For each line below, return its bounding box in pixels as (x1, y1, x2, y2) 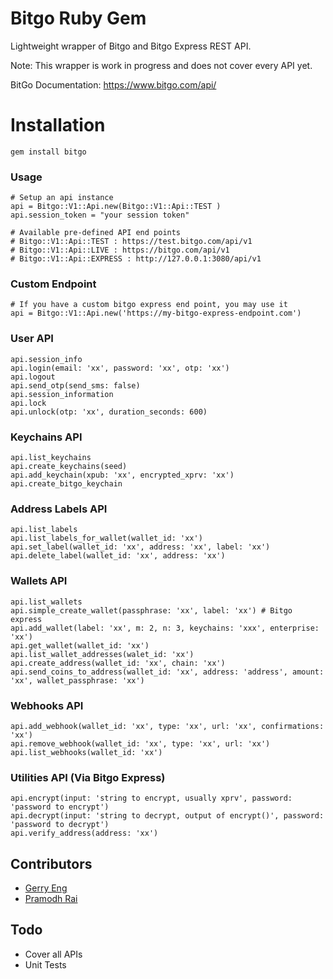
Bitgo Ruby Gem (10, 7, 147, 30)
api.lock (10, 398, 47, 408)
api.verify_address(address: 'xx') (10, 828, 159, 839)
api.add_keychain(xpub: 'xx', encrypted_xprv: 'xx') (10, 470, 235, 481)
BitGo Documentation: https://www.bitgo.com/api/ (10, 78, 217, 91)
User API (10, 332, 54, 346)
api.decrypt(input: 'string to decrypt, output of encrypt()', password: (10, 811, 325, 821)
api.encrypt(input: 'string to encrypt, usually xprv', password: (10, 793, 293, 804)
